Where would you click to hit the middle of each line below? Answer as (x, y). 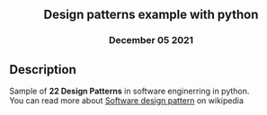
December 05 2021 (151, 40)
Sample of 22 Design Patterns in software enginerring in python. (129, 91)
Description (43, 70)
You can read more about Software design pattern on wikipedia (127, 101)
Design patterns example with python (151, 15)
